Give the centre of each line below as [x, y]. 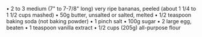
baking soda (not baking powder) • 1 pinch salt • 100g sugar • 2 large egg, [99, 21]
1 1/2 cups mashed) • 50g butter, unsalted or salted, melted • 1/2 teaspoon [99, 15]
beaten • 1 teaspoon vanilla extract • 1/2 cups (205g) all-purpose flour [93, 27]
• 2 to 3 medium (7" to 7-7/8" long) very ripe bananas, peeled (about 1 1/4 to [101, 9]
